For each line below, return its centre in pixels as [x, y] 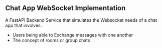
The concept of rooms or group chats [51, 40]
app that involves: [24, 25]
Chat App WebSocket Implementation [65, 8]
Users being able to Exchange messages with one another [73, 35]
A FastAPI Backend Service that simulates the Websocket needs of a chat [81, 20]
